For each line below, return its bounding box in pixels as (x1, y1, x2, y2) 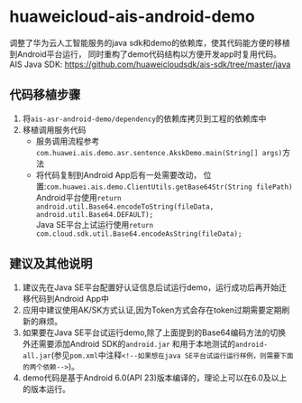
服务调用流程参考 (35, 136, 100, 146)
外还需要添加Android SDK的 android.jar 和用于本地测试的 (22, 338, 236, 349)
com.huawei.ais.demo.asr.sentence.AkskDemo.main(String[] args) (35, 148, 283, 157)
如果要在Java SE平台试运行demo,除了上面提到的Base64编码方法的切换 (22, 327, 287, 338)
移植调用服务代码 (22, 124, 87, 135)
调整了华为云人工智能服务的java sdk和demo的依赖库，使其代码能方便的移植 (9, 37, 290, 48)
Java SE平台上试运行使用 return (35, 219, 154, 230)
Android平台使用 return (35, 192, 122, 202)
